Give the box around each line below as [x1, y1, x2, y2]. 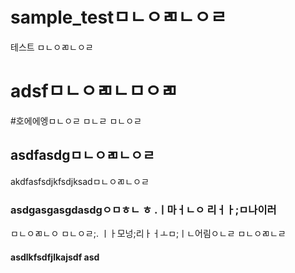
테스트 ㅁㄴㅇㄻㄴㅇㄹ [10, 41, 94, 53]
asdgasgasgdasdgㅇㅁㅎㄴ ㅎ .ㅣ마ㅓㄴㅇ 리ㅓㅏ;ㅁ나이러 [10, 203, 277, 217]
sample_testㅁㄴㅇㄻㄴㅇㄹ [10, 6, 227, 29]
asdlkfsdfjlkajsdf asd [10, 251, 100, 263]
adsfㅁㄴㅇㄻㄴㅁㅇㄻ [10, 80, 178, 103]
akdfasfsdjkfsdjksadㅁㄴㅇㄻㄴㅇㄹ [10, 175, 150, 187]
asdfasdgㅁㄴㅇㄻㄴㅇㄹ [10, 147, 155, 164]
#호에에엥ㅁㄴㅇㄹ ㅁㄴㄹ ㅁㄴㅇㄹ [10, 114, 142, 127]
